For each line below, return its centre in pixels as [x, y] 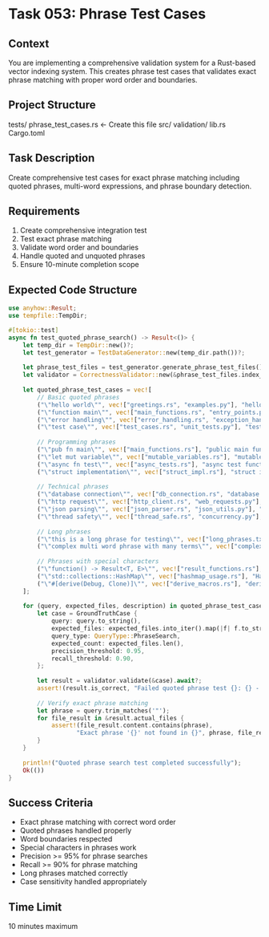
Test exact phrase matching [66, 239]
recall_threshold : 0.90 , [92, 659]
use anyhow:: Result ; [43, 308]
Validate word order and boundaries [79, 247]
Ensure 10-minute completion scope [79, 265]
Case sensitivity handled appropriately [83, 882]
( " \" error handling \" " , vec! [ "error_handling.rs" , [123, 420]
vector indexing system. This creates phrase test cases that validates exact [132, 71]
